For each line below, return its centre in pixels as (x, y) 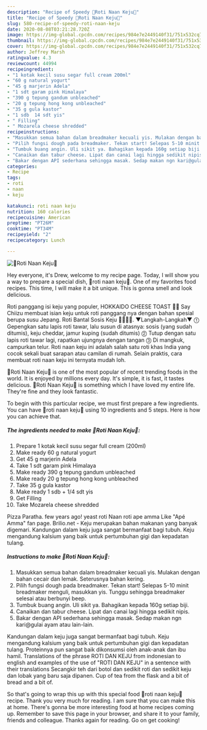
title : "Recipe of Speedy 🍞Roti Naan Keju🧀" (65, 18)
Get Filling (29, 498)
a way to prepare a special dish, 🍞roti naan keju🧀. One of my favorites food (102, 281)
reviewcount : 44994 (32, 63)
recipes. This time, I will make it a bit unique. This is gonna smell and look (100, 288)
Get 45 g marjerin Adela (46, 459)
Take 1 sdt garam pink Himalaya (56, 465)
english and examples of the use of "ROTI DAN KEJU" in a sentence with (99, 662)
